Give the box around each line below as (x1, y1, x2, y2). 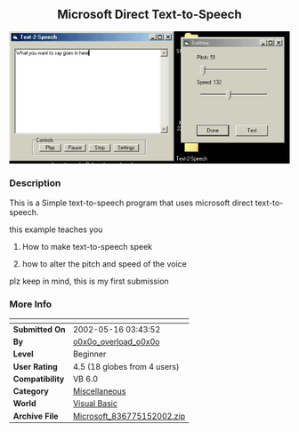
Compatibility (12, 373, 65, 384)
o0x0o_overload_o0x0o (72, 337, 160, 348)
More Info (9, 298, 53, 310)
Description (9, 177, 61, 189)
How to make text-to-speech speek (21, 241, 153, 252)
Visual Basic (72, 398, 118, 409)
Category (12, 386, 49, 396)
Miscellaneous (72, 386, 126, 396)
